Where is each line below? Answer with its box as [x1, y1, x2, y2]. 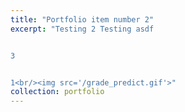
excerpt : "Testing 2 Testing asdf [10, 24, 155, 34]
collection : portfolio [10, 87, 105, 97]
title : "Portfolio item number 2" [10, 14, 155, 25]
